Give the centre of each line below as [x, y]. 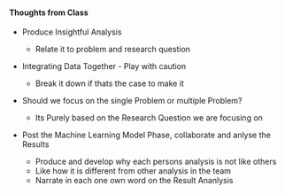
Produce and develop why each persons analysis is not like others [156, 162]
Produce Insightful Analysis [72, 32]
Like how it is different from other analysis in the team [133, 171]
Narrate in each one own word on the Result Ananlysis [134, 181]
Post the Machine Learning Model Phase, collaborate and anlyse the [146, 135]
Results [35, 144]
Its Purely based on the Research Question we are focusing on [149, 118]
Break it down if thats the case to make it [109, 83]
